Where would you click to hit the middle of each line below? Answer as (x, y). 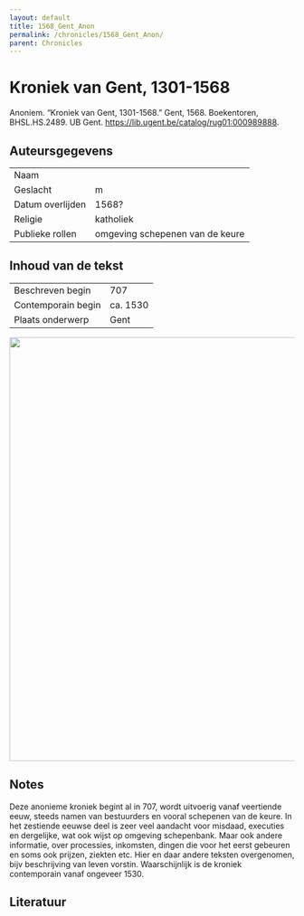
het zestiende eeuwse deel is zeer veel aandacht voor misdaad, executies (147, 826)
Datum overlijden (50, 204)
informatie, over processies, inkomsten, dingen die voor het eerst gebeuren (150, 845)
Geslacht (33, 189)
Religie (28, 219)
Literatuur (38, 902)
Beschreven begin (52, 290)
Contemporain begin (57, 305)
